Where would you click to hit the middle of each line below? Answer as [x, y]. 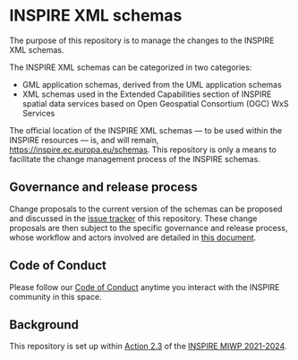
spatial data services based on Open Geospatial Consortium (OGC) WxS [155, 103]
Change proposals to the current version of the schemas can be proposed [146, 209]
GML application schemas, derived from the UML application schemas [152, 84]
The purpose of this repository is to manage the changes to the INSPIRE [142, 40]
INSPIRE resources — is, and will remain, [84, 140]
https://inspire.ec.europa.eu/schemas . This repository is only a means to [143, 150]
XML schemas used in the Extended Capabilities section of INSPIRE [147, 94]
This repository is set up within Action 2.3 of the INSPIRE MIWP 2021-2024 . [148, 347]
